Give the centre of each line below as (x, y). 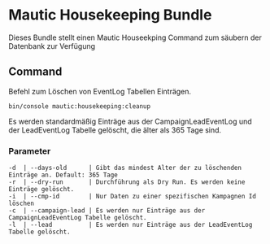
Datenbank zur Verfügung (52, 46)
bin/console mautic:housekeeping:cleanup (80, 106)
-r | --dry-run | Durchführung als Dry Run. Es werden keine (127, 182)
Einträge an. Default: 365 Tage (63, 175)
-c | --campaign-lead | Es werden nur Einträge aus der (107, 211)
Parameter (30, 150)
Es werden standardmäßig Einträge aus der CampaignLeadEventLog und (130, 121)
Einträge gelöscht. (41, 190)
